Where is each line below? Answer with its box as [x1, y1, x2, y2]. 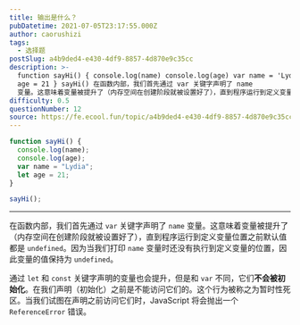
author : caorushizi [9, 29, 82, 38]
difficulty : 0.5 [9, 96, 70, 105]
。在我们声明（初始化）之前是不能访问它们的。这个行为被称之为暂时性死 [25, 284, 291, 295]
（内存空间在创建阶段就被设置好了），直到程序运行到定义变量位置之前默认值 [9, 231, 287, 242]
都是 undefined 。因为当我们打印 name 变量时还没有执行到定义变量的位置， [9, 243, 279, 254]
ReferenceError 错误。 [9, 306, 92, 317]
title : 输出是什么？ [9, 12, 78, 22]
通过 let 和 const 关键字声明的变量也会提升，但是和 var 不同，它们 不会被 [9, 273, 279, 284]
